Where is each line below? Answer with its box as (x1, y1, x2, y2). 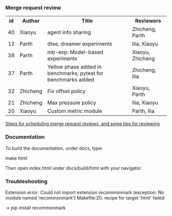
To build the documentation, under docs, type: (5, 145, 103, 151)
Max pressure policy (47, 99, 96, 106)
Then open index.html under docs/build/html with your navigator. (5, 165, 142, 171)
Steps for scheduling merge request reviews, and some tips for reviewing (5, 121, 160, 127)
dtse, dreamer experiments (47, 40, 113, 48)
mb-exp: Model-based (47, 49, 103, 56)
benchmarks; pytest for (47, 70, 103, 77)
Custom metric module (47, 107, 102, 115)
